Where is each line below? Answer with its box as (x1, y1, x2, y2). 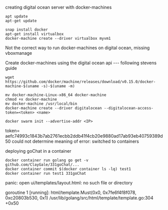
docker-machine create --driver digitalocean (5, 106, 102, 111)
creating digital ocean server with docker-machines (5, 5, 112, 10)
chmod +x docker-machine (5, 97, 57, 102)
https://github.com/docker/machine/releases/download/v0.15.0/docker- (5, 79, 156, 84)
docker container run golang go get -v (5, 158, 89, 163)
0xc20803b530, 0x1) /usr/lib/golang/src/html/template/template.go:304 (5, 195, 154, 200)
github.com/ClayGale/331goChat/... (5, 162, 80, 167)
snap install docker (5, 27, 49, 32)
